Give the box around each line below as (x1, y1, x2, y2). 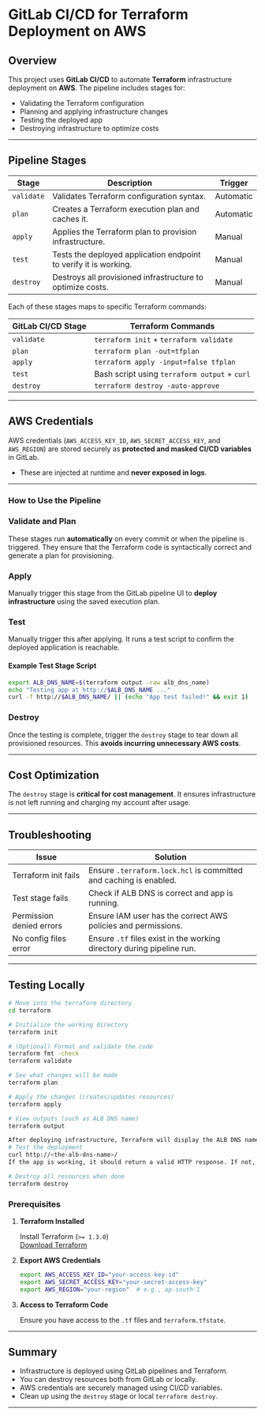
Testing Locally (8, 978, 85, 992)
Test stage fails (12, 893, 69, 904)
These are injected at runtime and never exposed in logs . (19, 468, 207, 477)
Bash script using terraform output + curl (94, 368, 251, 379)
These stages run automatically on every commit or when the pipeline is (8, 533, 245, 543)
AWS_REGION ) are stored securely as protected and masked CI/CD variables (8, 444, 252, 454)
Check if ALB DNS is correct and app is (88, 887, 233, 898)
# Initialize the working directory (8, 1021, 129, 1029)
